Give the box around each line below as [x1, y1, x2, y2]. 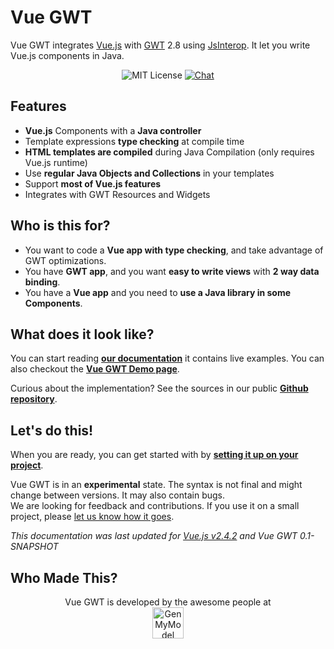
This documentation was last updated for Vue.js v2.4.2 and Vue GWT [10, 530, 298, 542]
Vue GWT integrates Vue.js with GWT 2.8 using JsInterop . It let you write [10, 39, 311, 51]
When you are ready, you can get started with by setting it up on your [10, 449, 299, 461]
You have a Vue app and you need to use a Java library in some [24, 286, 292, 298]
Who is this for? [10, 217, 111, 235]
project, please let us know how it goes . [10, 511, 175, 523]
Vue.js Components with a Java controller [24, 124, 202, 136]
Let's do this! [10, 422, 94, 439]
